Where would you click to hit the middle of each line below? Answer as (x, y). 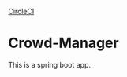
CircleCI (21, 11)
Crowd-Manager (64, 43)
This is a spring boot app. (50, 64)
